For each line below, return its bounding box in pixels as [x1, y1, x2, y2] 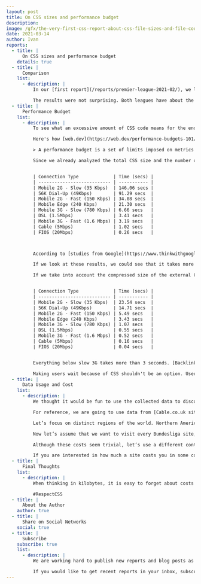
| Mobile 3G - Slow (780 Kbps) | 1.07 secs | [32, 321, 154, 328]
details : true [17, 59, 52, 65]
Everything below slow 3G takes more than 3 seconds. [32, 360, 170, 366]
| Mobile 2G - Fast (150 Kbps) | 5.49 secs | [32, 311, 154, 317]
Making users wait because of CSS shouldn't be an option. [32, 370, 184, 377]
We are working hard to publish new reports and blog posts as [32, 558, 194, 564]
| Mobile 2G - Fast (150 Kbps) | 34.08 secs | [32, 196, 154, 202]
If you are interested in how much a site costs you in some [32, 452, 188, 458]
